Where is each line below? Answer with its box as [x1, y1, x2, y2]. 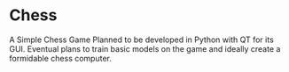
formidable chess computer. [9, 53, 113, 63]
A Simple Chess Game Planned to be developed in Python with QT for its [9, 34, 275, 45]
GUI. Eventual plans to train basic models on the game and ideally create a [9, 43, 281, 54]
